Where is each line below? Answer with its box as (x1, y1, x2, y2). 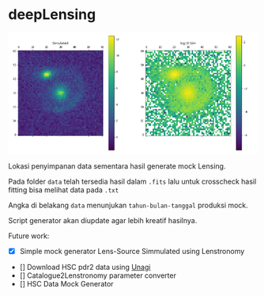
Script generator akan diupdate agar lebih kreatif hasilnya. (8, 216, 198, 226)
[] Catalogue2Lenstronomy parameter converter (19, 271, 176, 280)
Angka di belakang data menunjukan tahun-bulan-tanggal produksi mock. (8, 200, 249, 211)
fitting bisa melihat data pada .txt (8, 185, 119, 195)
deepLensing (8, 6, 96, 24)
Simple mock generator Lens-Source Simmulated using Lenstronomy (19, 247, 245, 256)
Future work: (8, 231, 50, 241)
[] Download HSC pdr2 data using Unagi (19, 263, 151, 272)
